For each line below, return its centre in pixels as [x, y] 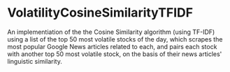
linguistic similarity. [35, 61]
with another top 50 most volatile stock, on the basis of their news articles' [115, 54]
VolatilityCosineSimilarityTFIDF [100, 13]
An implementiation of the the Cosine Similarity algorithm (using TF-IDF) [111, 32]
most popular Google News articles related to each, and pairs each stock [112, 46]
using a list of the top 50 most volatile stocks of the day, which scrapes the [115, 39]
